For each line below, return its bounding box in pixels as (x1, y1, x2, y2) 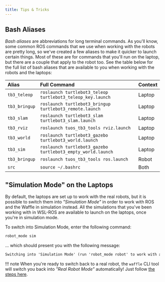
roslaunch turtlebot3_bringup (40, 101, 111, 107)
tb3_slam (7, 115, 28, 121)
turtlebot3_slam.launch (40, 118, 96, 123)
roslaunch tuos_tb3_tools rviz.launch (40, 125, 131, 131)
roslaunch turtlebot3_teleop (40, 89, 109, 95)
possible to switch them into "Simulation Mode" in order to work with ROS (5, 199, 155, 205)
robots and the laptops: (5, 70, 53, 76)
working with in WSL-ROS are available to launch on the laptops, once (5, 209, 146, 215)
